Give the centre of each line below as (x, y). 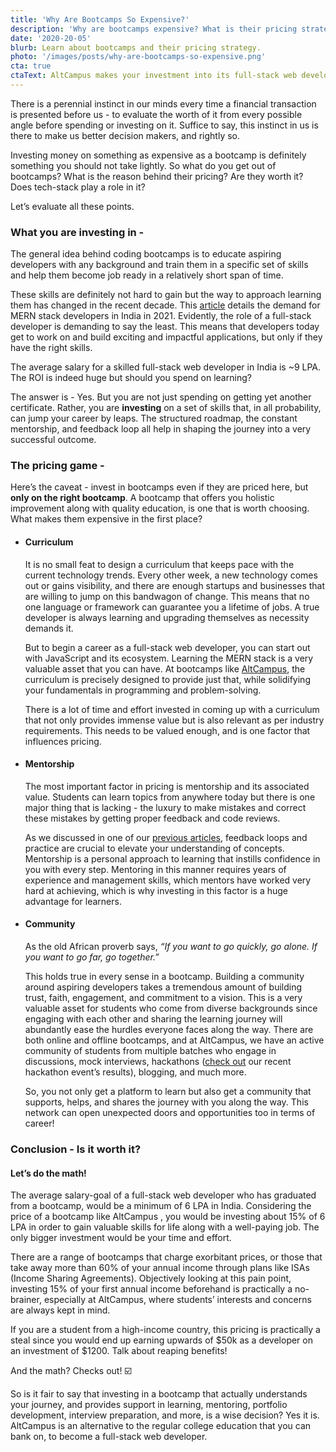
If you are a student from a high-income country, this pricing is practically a (165, 1330)
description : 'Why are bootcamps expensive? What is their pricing (154, 29)
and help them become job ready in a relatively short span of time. (147, 275)
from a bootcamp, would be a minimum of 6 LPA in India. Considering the (161, 1206)
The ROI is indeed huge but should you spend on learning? (131, 378)
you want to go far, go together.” (92, 957)
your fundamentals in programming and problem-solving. (143, 690)
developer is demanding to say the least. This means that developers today (165, 327)
